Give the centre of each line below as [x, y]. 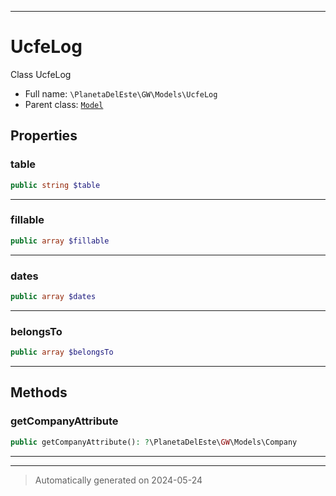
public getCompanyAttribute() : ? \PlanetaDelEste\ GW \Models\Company [154, 442]
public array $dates [53, 296]
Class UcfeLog [41, 74]
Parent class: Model [64, 104]
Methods [39, 392]
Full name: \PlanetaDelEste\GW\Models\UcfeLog [121, 93]
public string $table [55, 185]
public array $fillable [60, 241]
